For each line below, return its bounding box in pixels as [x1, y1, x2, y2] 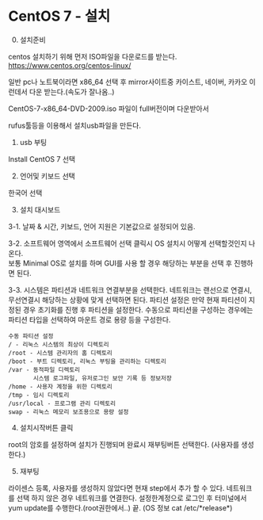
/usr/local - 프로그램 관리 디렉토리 [8, 400, 116, 407]
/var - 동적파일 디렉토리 [8, 365, 81, 373]
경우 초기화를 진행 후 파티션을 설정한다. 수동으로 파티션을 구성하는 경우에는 [22, 304, 253, 314]
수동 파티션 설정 [8, 332, 54, 340]
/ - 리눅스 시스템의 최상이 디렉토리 [8, 340, 109, 349]
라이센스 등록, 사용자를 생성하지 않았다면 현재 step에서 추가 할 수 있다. [8, 483, 225, 492]
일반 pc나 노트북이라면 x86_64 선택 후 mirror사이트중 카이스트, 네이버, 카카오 [8, 77, 248, 86]
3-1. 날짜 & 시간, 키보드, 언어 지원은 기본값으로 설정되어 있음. [8, 221, 196, 231]
